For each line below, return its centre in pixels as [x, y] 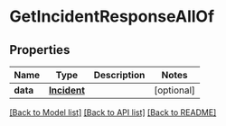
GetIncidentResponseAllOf [112, 17]
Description [119, 75]
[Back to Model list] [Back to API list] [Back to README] [113, 112]
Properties [40, 50]
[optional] [174, 90]
